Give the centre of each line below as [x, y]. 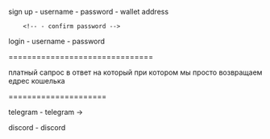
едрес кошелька [37, 81]
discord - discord [37, 127]
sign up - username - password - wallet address [89, 12]
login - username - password [57, 41]
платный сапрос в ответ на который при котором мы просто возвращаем [135, 72]
